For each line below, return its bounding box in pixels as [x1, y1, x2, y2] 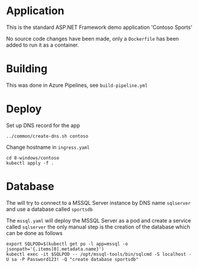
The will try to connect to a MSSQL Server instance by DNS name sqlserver [6, 199, 191, 206]
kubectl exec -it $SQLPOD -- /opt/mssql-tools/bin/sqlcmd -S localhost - [6, 251, 192, 257]
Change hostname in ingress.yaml [6, 143, 90, 151]
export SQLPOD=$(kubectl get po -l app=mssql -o [6, 241, 128, 247]
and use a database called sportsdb [6, 205, 93, 213]
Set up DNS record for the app [6, 122, 80, 129]
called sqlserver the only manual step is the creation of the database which [6, 223, 190, 230]
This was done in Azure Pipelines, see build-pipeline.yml [6, 81, 148, 89]
